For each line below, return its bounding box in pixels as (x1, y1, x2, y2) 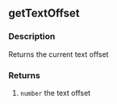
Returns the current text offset (8, 49, 109, 59)
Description (8, 31, 56, 42)
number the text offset (19, 88, 91, 97)
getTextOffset (8, 6, 81, 20)
